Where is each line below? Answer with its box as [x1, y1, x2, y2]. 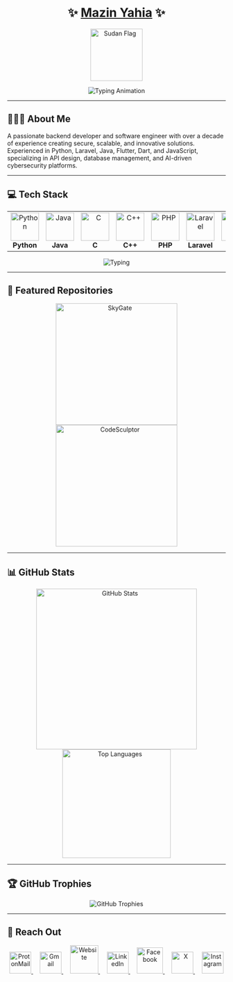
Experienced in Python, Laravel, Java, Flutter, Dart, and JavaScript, [7, 146, 199, 154]
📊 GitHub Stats [7, 566, 75, 578]
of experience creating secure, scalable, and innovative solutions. [7, 139, 196, 147]
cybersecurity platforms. [7, 161, 78, 170]
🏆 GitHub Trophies [7, 878, 92, 890]
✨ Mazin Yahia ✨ [67, 5, 166, 21]
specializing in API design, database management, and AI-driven [7, 154, 192, 162]
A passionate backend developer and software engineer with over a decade [7, 131, 224, 140]
